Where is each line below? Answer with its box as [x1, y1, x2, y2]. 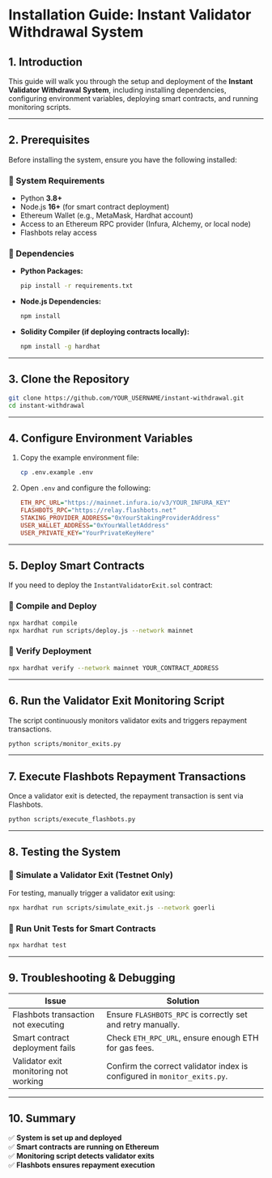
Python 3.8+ [19, 193, 62, 203]
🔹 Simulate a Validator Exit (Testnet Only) [8, 870, 174, 881]
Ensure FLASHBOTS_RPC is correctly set [106, 1009, 249, 1020]
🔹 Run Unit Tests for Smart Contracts [8, 922, 156, 934]
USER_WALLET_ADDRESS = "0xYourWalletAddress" [19, 521, 170, 529]
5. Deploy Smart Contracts [8, 559, 145, 573]
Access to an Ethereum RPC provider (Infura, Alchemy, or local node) [19, 219, 251, 229]
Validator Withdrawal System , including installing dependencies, [8, 85, 227, 95]
